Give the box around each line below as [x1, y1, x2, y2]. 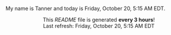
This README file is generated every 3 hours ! [43, 16, 155, 23]
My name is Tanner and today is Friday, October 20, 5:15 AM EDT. [5, 5, 166, 12]
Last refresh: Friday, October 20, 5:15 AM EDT [43, 23, 155, 29]
